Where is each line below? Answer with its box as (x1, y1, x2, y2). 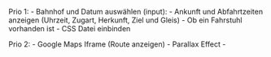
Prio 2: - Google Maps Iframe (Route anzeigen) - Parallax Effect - (8, 39, 226, 49)
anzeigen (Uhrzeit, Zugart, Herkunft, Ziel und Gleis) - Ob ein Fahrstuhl (8, 15, 243, 25)
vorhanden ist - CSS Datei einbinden (8, 24, 131, 33)
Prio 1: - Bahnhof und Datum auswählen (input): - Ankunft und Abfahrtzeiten (8, 7, 263, 16)
